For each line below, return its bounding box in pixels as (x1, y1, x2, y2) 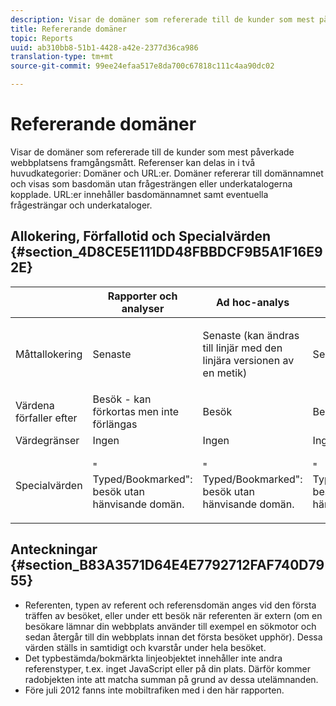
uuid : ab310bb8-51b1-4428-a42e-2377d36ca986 (10, 42, 199, 53)
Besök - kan (92, 392, 152, 406)
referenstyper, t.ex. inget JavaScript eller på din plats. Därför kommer (24, 662, 311, 675)
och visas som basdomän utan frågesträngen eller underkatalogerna (10, 177, 293, 190)
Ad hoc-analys (216, 295, 290, 309)
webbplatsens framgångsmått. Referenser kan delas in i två (10, 156, 256, 168)
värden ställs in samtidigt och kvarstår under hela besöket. (24, 641, 267, 653)
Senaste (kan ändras (202, 328, 300, 342)
